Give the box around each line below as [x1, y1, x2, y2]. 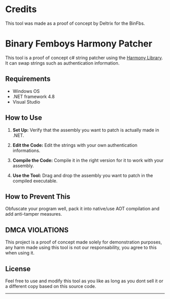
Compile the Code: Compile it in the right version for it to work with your [12, 157, 164, 163]
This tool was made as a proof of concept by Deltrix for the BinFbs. [5, 20, 145, 26]
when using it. [5, 250, 34, 256]
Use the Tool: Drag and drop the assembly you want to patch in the [12, 172, 153, 178]
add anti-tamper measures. [5, 211, 62, 217]
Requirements [5, 75, 51, 83]
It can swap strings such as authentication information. [5, 60, 120, 66]
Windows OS [12, 88, 40, 94]
